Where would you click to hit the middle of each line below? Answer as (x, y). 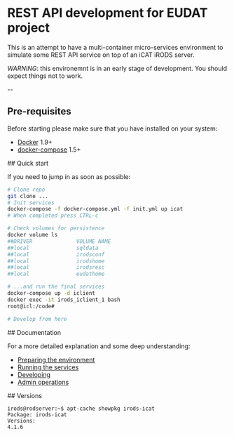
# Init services (31, 203)
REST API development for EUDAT (108, 13)
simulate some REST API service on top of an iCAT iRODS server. (101, 55)
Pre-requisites (39, 111)
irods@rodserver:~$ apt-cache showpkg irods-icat (81, 409)
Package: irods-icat (37, 415)
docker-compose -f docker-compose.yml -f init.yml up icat (95, 209)
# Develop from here (37, 319)
